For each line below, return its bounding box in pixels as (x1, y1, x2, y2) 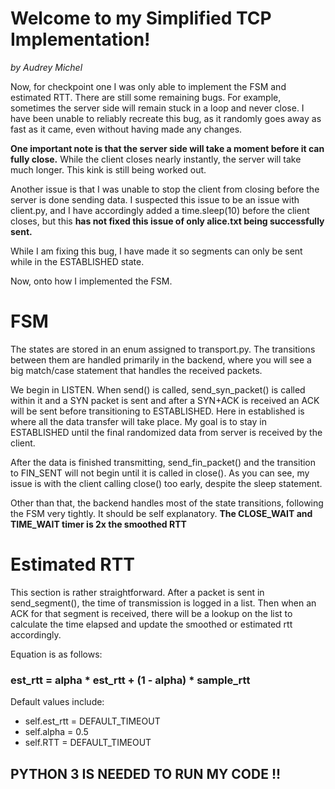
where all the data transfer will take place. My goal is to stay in (10, 415, 267, 427)
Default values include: (10, 696, 105, 708)
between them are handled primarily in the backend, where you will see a (10, 353, 312, 366)
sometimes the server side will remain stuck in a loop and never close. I (10, 102, 305, 114)
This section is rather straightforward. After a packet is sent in (10, 586, 265, 598)
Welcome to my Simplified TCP (10, 7, 272, 30)
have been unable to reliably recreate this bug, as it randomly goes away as (10, 112, 322, 124)
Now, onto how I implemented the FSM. (10, 275, 173, 287)
